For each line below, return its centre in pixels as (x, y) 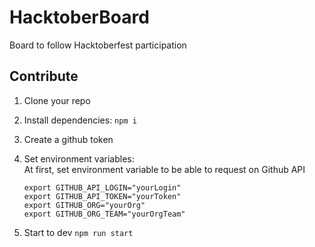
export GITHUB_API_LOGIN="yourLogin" (102, 187)
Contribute (44, 76)
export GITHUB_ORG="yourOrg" (84, 205)
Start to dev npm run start (78, 232)
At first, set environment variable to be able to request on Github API (164, 169)
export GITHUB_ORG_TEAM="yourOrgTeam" (104, 214)
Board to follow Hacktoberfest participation (98, 45)
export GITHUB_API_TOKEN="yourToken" (102, 196)
